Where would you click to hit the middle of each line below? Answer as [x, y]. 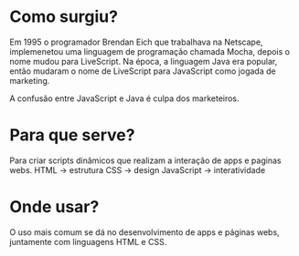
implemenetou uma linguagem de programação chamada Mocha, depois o [150, 51]
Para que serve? [72, 135]
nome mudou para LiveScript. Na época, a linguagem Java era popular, [144, 61]
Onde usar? [54, 207]
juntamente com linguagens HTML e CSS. [88, 241]
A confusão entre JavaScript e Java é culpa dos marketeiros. [124, 98]
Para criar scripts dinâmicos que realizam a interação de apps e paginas [145, 160]
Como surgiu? [64, 17]
